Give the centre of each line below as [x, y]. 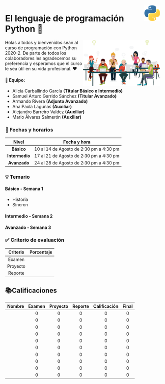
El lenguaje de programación [65, 18]
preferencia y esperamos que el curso [44, 63]
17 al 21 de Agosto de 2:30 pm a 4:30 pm [77, 156]
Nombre [16, 306]
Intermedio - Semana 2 [29, 216]
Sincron [20, 205]
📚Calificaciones [31, 290]
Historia [20, 199]
